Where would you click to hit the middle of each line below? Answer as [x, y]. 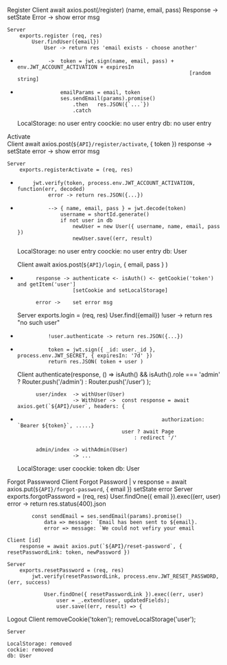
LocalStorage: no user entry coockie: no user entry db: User [102, 251]
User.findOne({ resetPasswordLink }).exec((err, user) [124, 594]
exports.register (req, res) [61, 36]
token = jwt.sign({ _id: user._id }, [101, 350]
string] [28, 79]
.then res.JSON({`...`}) [111, 104]
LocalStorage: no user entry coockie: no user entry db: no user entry [114, 123]
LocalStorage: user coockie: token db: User [79, 469]
